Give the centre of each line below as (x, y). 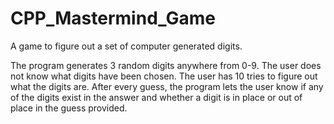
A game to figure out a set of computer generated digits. (126, 46)
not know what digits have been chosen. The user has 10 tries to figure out (164, 76)
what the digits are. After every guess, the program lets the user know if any (167, 86)
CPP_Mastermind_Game (113, 18)
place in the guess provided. (69, 108)
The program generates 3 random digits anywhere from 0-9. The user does (166, 65)
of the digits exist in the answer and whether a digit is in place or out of (156, 97)
